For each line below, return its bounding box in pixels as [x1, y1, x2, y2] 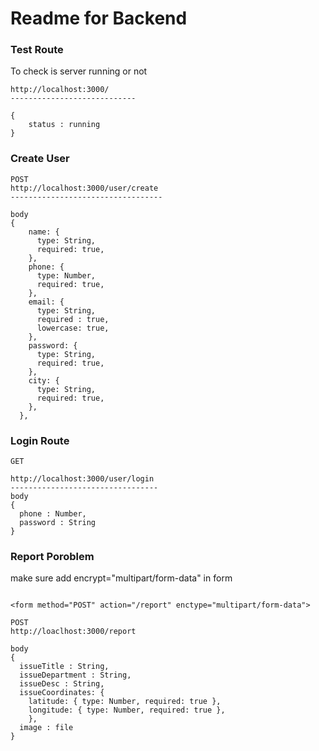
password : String [19, 518, 97, 528]
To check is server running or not [10, 65, 148, 77]
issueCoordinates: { [19, 688, 105, 698]
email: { [28, 297, 65, 307]
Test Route [10, 43, 64, 57]
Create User [10, 152, 70, 166]
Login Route [10, 433, 70, 447]
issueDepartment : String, [19, 670, 132, 681]
